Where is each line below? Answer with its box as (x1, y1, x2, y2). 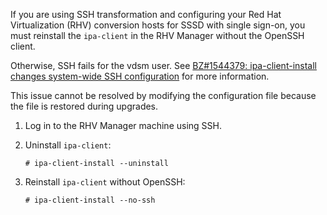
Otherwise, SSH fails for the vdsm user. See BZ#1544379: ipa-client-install (10, 60, 317, 71)
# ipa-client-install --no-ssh (24, 195, 156, 205)
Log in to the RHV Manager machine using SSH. (24, 120, 222, 131)
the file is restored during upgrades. (10, 100, 159, 112)
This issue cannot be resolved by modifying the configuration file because (10, 90, 317, 101)
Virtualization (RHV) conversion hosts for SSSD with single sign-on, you (10, 19, 306, 31)
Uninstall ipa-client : (24, 139, 112, 151)
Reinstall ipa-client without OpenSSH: (24, 176, 186, 188)
